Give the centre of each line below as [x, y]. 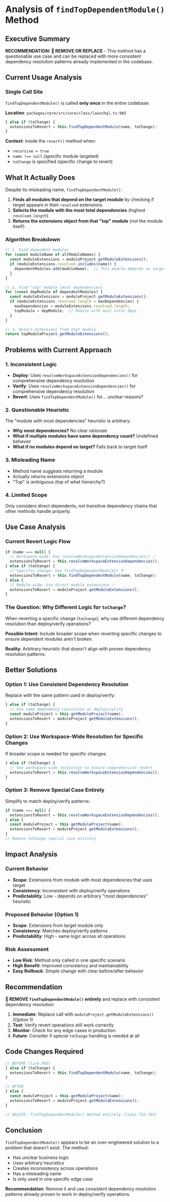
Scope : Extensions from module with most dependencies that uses [82, 880]
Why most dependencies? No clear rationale [60, 431]
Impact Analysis [31, 854]
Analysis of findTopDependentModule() [85, 9]
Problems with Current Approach [58, 350]
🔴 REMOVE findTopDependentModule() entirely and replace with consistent [83, 999]
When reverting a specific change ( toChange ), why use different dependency [85, 618]
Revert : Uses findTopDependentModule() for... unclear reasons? [78, 397]
